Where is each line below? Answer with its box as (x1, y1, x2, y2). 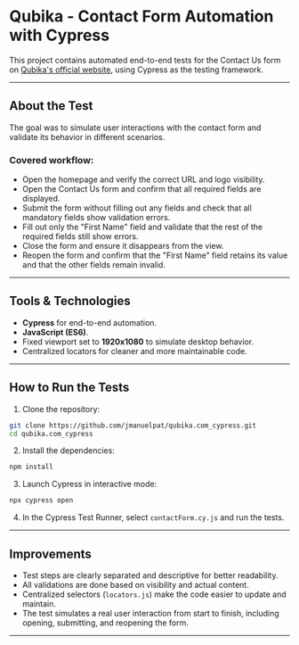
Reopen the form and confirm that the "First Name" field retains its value (21, 250, 288, 260)
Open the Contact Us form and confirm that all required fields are (21, 184, 262, 194)
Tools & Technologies (9, 294, 131, 309)
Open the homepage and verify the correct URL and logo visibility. (21, 174, 265, 185)
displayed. (21, 194, 61, 204)
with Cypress (9, 25, 109, 45)
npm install (9, 462, 53, 472)
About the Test (9, 98, 93, 113)
